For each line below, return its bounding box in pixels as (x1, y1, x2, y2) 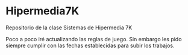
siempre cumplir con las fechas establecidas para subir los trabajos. (5, 42, 175, 49)
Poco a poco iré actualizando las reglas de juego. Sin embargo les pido (5, 35, 182, 42)
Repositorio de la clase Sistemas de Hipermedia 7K (5, 24, 133, 31)
